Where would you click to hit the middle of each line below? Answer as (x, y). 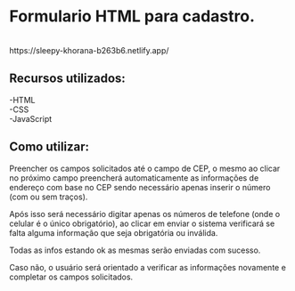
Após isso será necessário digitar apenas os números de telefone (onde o (145, 214)
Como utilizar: (49, 147)
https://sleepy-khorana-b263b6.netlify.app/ (89, 50)
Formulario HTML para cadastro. (132, 16)
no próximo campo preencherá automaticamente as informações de (134, 178)
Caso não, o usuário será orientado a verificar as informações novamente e (148, 267)
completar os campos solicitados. (71, 277)
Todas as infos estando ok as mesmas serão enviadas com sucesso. (135, 250)
